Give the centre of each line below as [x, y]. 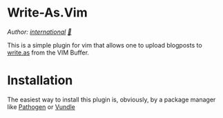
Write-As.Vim [47, 13]
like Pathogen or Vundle [41, 107]
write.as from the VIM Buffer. [48, 52]
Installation [40, 80]
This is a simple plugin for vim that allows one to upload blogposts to [105, 45]
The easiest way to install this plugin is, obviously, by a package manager [111, 99]
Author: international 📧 [39, 32]
